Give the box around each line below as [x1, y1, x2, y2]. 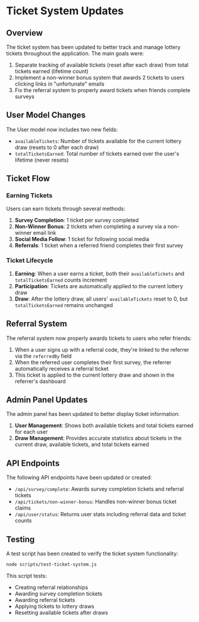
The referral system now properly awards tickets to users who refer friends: [6, 334, 192, 342]
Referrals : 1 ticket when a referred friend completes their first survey [14, 242, 184, 249]
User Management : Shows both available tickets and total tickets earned [14, 422, 194, 429]
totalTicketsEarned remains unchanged [14, 301, 113, 308]
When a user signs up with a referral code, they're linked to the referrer [14, 346, 189, 353]
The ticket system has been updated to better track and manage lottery [6, 43, 181, 50]
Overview [6, 28, 43, 38]
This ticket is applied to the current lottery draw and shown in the [14, 371, 175, 378]
